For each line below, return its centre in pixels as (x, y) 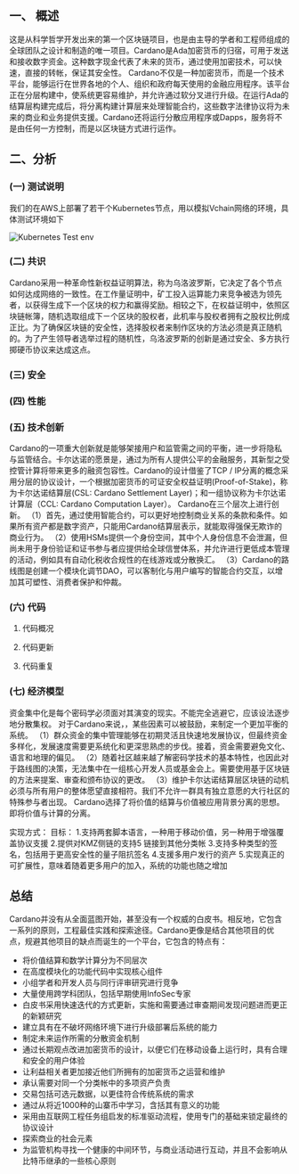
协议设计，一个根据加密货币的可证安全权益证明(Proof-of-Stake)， (160, 481)
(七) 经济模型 (37, 692)
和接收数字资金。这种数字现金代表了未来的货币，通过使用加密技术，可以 (141, 62)
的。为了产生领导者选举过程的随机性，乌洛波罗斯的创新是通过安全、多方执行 (149, 338)
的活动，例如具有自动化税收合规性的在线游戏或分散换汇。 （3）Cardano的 (145, 559)
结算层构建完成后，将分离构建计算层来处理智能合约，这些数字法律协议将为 (145, 106)
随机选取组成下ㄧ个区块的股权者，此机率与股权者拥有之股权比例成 (169, 316)
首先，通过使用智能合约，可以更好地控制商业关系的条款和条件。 (163, 514)
